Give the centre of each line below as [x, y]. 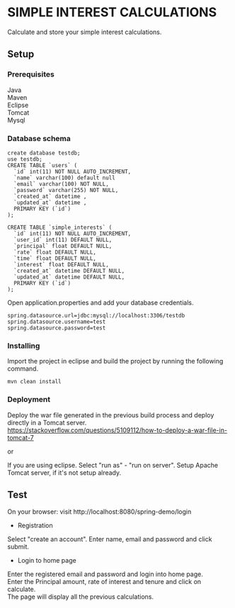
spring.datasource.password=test [57, 328]
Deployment [29, 400]
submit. [18, 547]
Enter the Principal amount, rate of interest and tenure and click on [104, 582]
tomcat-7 [21, 437]
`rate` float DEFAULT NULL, [55, 252]
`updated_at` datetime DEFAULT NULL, [69, 277]
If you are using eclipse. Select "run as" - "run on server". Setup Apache [113, 465]
